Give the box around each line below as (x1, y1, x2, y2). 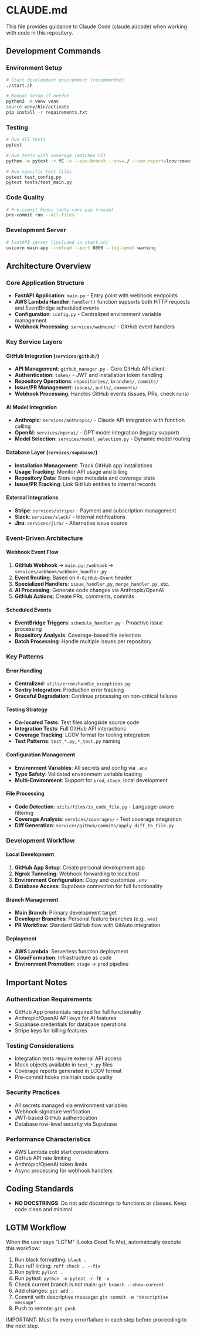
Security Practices (6, 1088, 60, 1096)
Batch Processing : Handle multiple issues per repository (14, 638, 152, 645)
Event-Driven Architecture (6, 534, 83, 542)
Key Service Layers (6, 338, 63, 346)
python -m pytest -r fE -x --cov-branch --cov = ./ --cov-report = (6, 158, 167, 164)
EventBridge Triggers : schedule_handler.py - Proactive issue (14, 619, 163, 626)
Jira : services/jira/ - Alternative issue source (14, 519, 128, 526)
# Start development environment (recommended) (6, 77, 125, 83)
